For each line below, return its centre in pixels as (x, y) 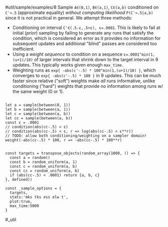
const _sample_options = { (33, 188)
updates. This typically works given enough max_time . (68, 65)
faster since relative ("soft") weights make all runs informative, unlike (84, 81)
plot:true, (21, 201)
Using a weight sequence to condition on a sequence (67, 54)
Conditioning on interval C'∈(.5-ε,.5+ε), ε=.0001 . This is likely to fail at (86, 28)
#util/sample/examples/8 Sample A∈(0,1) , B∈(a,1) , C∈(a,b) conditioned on (82, 7)
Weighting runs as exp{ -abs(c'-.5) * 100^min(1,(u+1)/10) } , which (84, 70)
